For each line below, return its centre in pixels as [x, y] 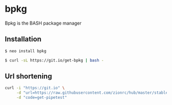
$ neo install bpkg [26, 51]
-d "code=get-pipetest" [42, 98]
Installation [23, 39]
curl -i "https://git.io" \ [35, 88]
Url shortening [28, 76]
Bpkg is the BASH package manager [43, 23]
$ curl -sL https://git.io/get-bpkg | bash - [54, 60]
